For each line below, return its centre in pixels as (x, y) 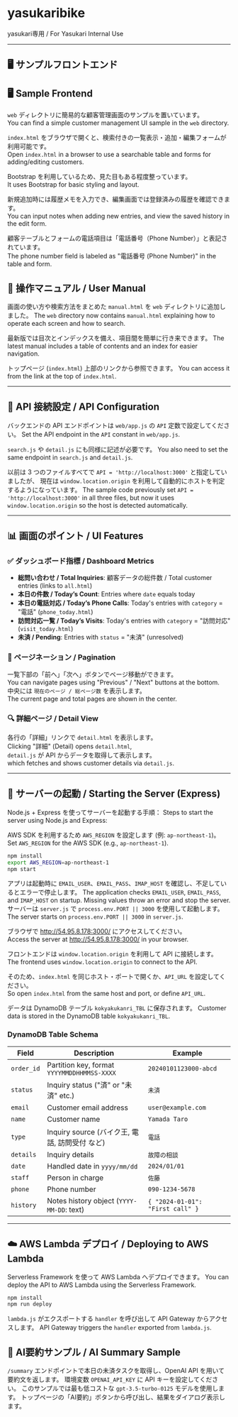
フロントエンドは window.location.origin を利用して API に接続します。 (112, 954)
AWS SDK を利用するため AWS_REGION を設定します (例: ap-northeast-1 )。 (114, 835)
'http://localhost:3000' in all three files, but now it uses (91, 498)
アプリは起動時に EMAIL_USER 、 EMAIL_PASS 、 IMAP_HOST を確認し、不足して (114, 883)
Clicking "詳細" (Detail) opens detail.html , (70, 746)
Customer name (74, 1119)
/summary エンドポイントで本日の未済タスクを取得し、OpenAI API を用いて (116, 1371)
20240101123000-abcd (182, 1068)
